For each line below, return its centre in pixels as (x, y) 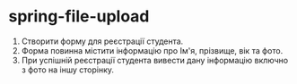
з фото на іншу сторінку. (67, 70)
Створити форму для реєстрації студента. (102, 41)
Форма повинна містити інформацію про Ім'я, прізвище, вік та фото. (152, 50)
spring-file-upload (79, 17)
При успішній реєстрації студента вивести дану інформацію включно (155, 60)
